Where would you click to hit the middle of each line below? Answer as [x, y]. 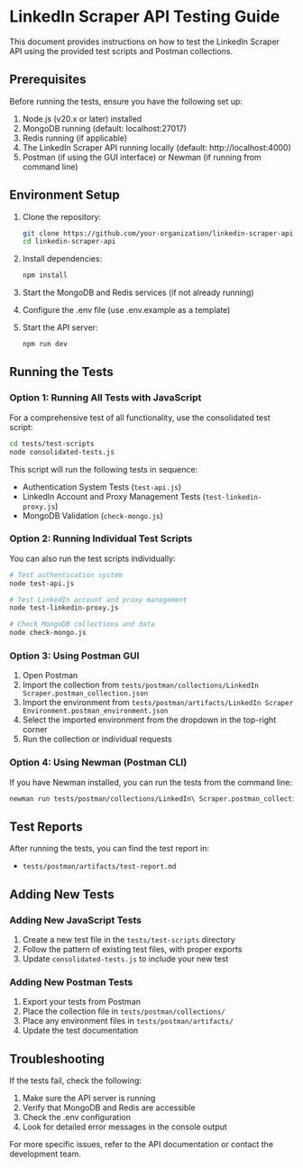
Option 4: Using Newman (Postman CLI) [98, 762]
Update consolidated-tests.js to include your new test [125, 959]
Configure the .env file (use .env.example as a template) [126, 310]
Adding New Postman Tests [71, 982]
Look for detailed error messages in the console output [124, 1127]
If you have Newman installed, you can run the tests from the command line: [151, 782]
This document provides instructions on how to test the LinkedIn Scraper [145, 41]
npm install [45, 276]
